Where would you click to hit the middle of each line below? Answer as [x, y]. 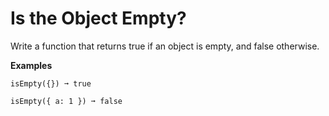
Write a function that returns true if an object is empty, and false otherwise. [165, 46]
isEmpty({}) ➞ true [51, 83]
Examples [31, 65]
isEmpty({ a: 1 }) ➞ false [66, 101]
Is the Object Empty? [98, 18]
